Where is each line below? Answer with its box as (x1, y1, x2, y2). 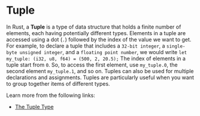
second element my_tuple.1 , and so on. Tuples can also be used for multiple (6, 67, 194, 74)
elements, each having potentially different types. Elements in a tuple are (6, 29, 186, 36)
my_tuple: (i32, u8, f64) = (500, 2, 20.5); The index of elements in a (6, 55, 186, 62)
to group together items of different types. (6, 80, 110, 87)
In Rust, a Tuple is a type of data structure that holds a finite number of (6, 23, 181, 30)
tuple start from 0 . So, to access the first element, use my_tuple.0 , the (6, 61, 178, 68)
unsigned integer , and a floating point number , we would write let (19, 48, 187, 55)
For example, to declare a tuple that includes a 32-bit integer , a (6, 42, 166, 49)
